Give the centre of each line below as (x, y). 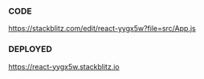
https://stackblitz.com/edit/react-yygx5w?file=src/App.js (102, 29)
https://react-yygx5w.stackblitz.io (64, 66)
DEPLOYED (30, 49)
